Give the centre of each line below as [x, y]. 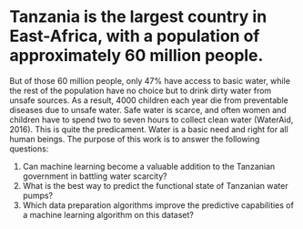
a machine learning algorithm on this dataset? [108, 214]
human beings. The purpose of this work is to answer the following [135, 139]
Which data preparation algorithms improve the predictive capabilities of [158, 205]
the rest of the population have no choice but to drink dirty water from [141, 90]
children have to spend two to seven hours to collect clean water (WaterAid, [151, 120]
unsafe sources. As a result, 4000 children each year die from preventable [149, 100]
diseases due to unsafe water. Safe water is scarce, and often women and [148, 109]
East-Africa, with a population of [135, 36]
